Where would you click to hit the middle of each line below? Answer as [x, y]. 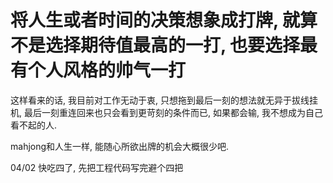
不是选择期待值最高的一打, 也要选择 [155, 45]
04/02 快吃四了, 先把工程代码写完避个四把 [97, 167]
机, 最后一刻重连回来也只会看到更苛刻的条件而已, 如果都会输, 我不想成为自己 [166, 112]
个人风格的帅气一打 [107, 70]
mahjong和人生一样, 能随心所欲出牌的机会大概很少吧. [120, 146]
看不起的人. [34, 125]
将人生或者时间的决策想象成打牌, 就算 [164, 20]
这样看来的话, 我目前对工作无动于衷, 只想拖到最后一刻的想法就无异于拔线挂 [164, 100]
